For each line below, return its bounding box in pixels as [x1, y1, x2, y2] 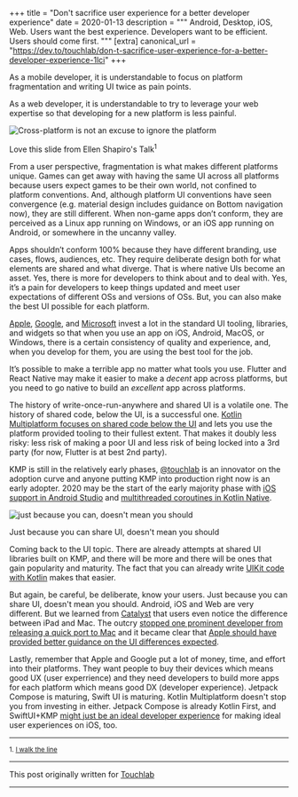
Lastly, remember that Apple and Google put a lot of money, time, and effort [9, 653, 286, 664]
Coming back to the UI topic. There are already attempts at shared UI [9, 543, 262, 554]
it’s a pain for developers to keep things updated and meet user [9, 281, 241, 292]
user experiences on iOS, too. [9, 719, 118, 730]
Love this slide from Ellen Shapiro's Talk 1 [9, 142, 158, 154]
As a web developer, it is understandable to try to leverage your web [9, 99, 259, 109]
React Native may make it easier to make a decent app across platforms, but [9, 373, 288, 383]
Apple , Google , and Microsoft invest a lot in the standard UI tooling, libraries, [9, 318, 288, 328]
